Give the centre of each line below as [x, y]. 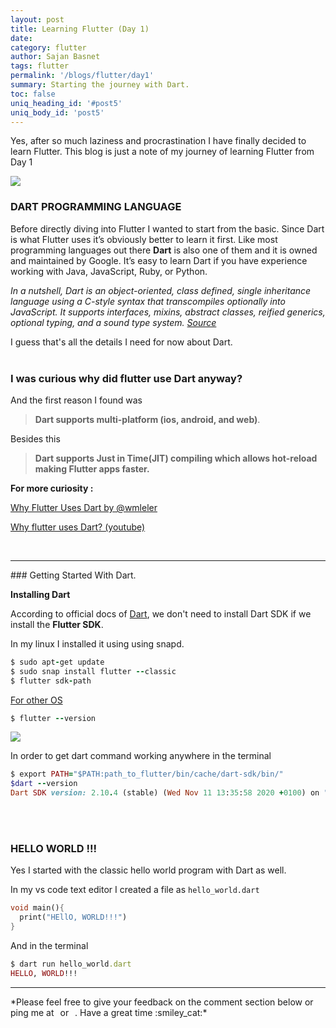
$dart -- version [44, 784]
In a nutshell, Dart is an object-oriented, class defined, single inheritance [161, 290]
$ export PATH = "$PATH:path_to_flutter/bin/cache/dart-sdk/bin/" [147, 774]
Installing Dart [40, 594]
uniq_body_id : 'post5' [57, 112]
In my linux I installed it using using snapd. [97, 643]
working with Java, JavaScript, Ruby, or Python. [109, 271]
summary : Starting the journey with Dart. [100, 85]
